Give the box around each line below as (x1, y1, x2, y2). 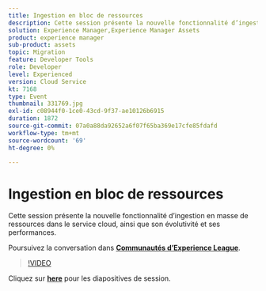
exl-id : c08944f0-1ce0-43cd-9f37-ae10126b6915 (8, 108, 165, 115)
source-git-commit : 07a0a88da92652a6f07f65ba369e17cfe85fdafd (8, 122, 218, 130)
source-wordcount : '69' (8, 136, 87, 145)
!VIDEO (27, 259, 51, 268)
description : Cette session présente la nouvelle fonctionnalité (8, 19, 228, 27)
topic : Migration (8, 48, 66, 56)
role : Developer (8, 63, 62, 71)
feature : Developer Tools (8, 56, 93, 64)
